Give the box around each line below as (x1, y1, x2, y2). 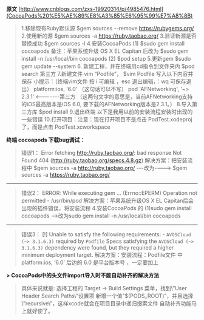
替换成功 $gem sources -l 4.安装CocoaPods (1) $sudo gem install (21, 40, 185, 47)
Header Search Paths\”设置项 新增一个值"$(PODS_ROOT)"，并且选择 (21, 292, 194, 299)
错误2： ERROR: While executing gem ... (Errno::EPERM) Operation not (21, 189, 197, 196)
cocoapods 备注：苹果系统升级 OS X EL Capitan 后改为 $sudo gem (21, 47, 189, 55)
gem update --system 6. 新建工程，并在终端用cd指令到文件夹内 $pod (21, 63, 195, 70)
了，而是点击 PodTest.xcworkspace (21, 123, 110, 131)
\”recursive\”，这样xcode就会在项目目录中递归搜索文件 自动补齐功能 (21, 300, 192, 307)
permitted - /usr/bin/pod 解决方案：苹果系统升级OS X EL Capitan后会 (21, 197, 194, 204)
